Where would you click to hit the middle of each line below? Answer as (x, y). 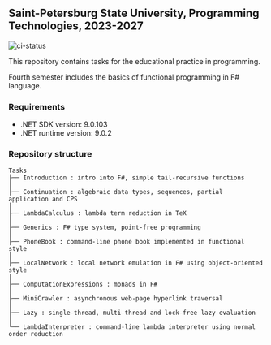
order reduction (36, 334)
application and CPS (43, 199)
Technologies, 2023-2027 (76, 26)
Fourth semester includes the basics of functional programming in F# (124, 77)
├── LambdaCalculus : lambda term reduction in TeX (97, 213)
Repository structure (50, 154)
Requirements (37, 106)
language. (25, 85)
